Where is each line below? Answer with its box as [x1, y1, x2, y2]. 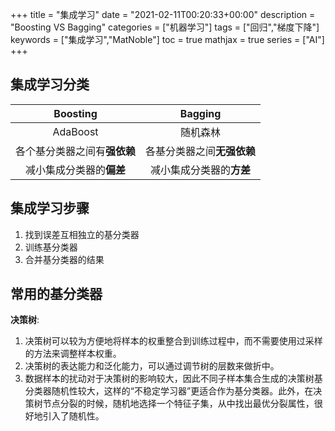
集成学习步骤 [10, 200, 90, 217]
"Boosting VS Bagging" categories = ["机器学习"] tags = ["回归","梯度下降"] [10, 21, 320, 33]
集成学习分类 [10, 76, 90, 93]
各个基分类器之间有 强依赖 [15, 144, 137, 158]
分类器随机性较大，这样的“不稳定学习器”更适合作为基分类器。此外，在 [24, 385, 314, 397]
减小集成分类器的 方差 [150, 163, 252, 177]
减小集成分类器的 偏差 [25, 163, 127, 177]
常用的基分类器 [10, 286, 103, 303]
